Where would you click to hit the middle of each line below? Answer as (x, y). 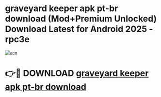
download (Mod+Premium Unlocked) (81, 19)
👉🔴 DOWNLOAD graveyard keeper (77, 73)
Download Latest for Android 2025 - (79, 29)
